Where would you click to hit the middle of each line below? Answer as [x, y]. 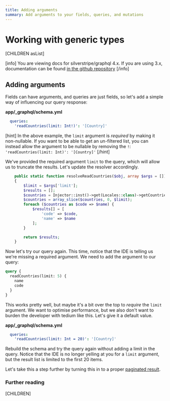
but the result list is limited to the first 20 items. [54, 360]
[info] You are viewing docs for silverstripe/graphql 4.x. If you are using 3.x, [84, 63]
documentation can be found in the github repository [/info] [67, 69]
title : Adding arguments [31, 10]
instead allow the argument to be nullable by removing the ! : [68, 146]
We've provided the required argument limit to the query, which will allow [83, 162]
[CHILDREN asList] [25, 54]
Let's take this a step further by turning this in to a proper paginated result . [83, 369]
